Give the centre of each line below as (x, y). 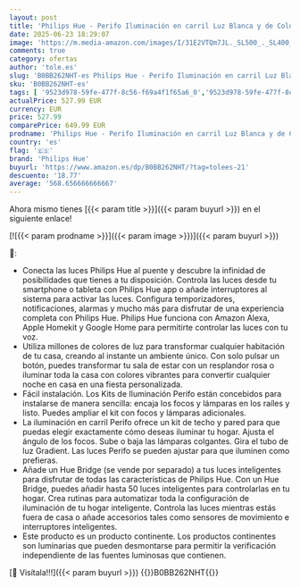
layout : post (33, 17)
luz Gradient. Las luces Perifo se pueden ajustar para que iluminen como (156, 451)
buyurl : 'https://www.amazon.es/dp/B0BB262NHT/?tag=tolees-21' (129, 167)
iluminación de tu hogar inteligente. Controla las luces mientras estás (149, 508)
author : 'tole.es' (43, 68)
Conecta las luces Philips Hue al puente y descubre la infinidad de (144, 271)
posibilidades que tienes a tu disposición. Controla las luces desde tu (149, 280)
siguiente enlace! (41, 219)
